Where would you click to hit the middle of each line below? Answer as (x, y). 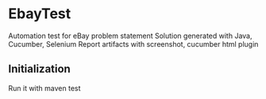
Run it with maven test (44, 88)
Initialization (40, 69)
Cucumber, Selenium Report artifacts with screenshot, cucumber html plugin (133, 44)
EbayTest (40, 14)
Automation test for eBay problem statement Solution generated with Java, (130, 36)
